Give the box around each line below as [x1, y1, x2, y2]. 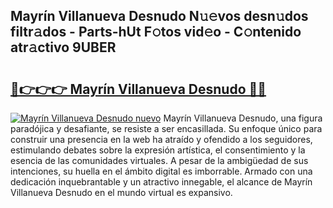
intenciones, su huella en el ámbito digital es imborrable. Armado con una [10, 165, 313, 177]
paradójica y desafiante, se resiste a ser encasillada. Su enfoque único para [10, 123, 323, 134]
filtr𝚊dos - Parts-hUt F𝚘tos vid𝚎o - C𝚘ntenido [10, 24, 302, 41]
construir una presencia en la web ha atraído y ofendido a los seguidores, [10, 134, 313, 145]
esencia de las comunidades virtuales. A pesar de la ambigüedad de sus [10, 155, 309, 166]
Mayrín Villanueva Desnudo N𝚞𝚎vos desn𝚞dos [10, 8, 309, 25]
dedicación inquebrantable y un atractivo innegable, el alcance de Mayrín [10, 176, 313, 188]
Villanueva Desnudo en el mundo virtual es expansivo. [10, 187, 233, 198]
